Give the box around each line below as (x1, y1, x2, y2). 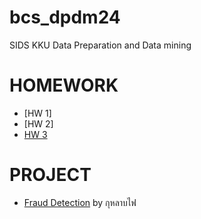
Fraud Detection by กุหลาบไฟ (23, 196, 137, 208)
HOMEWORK (9, 74, 119, 97)
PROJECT (9, 164, 92, 186)
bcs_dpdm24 (9, 6, 121, 29)
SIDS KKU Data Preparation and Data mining (9, 39, 192, 51)
